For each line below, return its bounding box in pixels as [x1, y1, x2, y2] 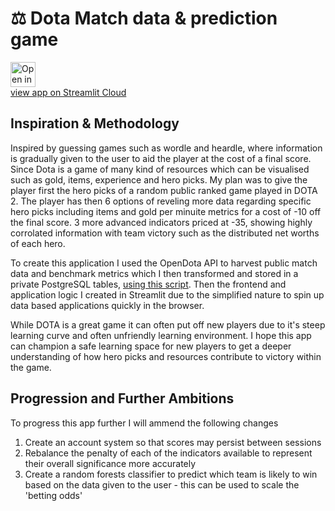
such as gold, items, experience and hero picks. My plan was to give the [10, 173, 308, 186]
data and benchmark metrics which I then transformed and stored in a [10, 267, 299, 279]
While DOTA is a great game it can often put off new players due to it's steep [10, 318, 326, 331]
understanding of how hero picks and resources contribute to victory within [10, 350, 322, 362]
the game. [10, 361, 52, 373]
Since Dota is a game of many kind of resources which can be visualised [10, 163, 310, 175]
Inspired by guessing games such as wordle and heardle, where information [10, 142, 323, 154]
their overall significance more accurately [24, 457, 197, 469]
